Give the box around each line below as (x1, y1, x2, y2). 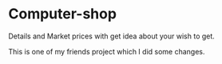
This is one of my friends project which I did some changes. (8, 46, 205, 56)
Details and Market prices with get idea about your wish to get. (8, 31, 216, 41)
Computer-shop (8, 5, 117, 23)
